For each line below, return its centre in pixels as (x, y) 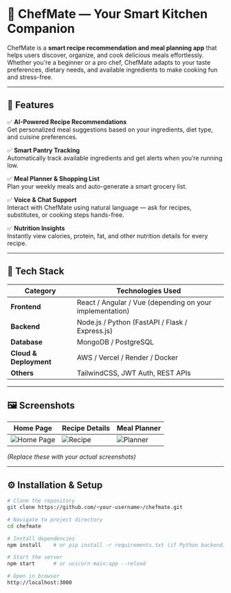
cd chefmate (24, 526)
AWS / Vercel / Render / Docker (128, 357)
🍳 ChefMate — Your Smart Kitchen (108, 14)
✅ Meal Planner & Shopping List (53, 178)
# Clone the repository (41, 501)
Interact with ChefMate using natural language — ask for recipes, (99, 207)
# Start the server (35, 557)
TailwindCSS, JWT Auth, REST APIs (134, 373)
